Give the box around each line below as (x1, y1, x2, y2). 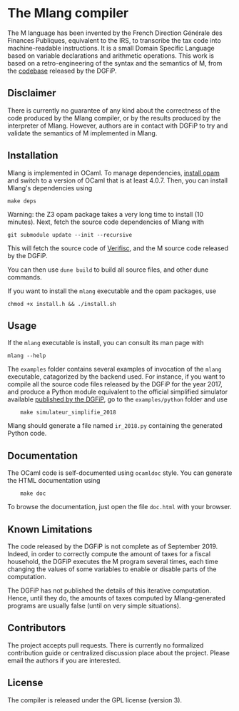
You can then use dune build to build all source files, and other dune (7, 265, 209, 274)
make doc (20, 490, 46, 497)
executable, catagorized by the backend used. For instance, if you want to (7, 372, 225, 381)
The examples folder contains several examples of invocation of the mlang (7, 365, 222, 374)
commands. (7, 272, 43, 281)
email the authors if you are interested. (7, 656, 121, 665)
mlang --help (7, 352, 46, 359)
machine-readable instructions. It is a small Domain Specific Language (7, 44, 215, 52)
